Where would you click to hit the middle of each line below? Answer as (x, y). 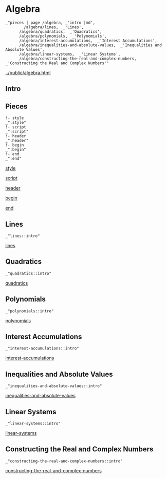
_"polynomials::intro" (30, 311)
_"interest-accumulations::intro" (42, 348)
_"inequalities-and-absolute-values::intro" (54, 386)
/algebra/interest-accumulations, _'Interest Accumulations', (88, 41)
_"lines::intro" (23, 236)
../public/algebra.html (28, 72)
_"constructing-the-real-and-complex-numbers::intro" (64, 461)
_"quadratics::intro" (29, 273)
